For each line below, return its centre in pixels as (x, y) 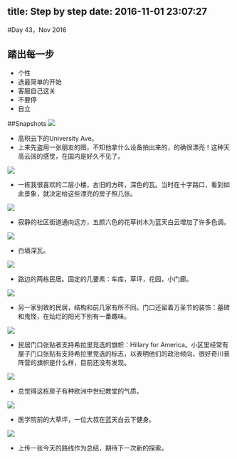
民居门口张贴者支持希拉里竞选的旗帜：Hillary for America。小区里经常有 (123, 344)
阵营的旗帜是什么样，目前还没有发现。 (74, 362)
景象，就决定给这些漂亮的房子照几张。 (80, 193)
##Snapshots (27, 123)
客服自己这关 (36, 90)
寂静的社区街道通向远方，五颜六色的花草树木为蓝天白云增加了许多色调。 (123, 222)
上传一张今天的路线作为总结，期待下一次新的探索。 (93, 448)
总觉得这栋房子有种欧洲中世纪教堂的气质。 (80, 391)
